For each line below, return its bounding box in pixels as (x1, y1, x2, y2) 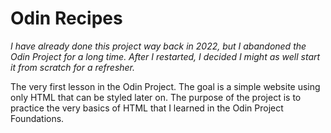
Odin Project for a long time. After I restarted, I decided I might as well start (10, 50, 321, 62)
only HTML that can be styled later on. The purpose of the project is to (10, 91, 302, 103)
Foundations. (10, 112, 65, 124)
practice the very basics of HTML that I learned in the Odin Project (10, 102, 284, 114)
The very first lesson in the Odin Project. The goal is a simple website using (10, 80, 321, 92)
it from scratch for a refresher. (10, 61, 136, 73)
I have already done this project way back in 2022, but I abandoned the (10, 40, 307, 52)
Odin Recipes (10, 7, 123, 30)
